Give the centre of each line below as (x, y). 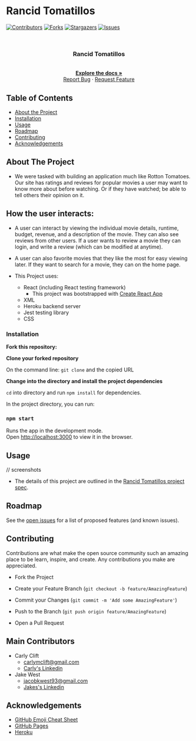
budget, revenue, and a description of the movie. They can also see (97, 234)
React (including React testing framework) (74, 287)
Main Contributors (40, 642)
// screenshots (24, 470)
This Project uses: (36, 276)
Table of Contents (40, 98)
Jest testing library (46, 312)
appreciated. (21, 566)
